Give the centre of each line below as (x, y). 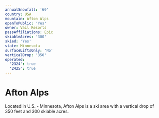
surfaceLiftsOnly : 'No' (29, 50)
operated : (15, 59)
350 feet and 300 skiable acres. (37, 111)
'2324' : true (23, 64)
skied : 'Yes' (18, 41)
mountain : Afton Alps (27, 19)
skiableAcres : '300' (26, 37)
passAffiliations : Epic (29, 32)
